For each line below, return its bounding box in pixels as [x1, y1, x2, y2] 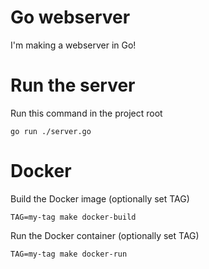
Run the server [10, 74, 136, 97]
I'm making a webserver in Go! [10, 39, 137, 51]
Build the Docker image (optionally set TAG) [10, 192, 190, 205]
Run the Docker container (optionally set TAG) [10, 229, 200, 241]
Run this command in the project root [10, 107, 163, 119]
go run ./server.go [10, 126, 92, 136]
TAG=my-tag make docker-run [10, 249, 128, 259]
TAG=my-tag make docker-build [10, 212, 137, 222]
